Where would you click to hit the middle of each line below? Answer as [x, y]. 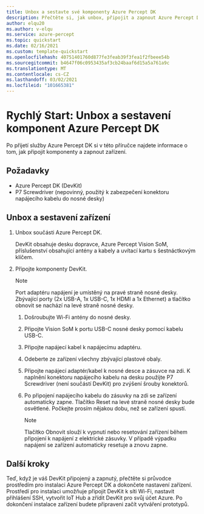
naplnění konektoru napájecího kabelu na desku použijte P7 [99, 377]
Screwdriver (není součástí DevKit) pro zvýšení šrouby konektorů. [107, 383]
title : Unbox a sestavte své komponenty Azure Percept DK [81, 12]
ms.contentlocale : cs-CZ [38, 74]
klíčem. [24, 257]
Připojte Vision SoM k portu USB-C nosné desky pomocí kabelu [104, 328]
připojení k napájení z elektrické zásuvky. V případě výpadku [100, 438]
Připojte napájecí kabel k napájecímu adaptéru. [83, 347]
